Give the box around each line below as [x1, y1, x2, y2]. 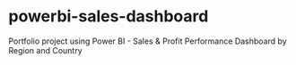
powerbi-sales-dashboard [8, 6, 209, 27]
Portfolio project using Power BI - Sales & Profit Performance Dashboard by [8, 36, 288, 46]
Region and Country [8, 45, 83, 55]
